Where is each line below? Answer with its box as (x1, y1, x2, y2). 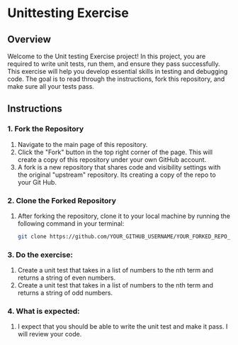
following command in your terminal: (17, 219, 125, 228)
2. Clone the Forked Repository (7, 195, 117, 205)
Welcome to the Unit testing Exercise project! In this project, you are (7, 52, 206, 60)
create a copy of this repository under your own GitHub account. (17, 155, 207, 164)
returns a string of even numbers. (17, 273, 115, 282)
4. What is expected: (7, 307, 80, 317)
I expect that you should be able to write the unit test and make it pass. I (17, 322, 228, 331)
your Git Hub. (17, 177, 57, 186)
